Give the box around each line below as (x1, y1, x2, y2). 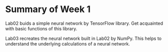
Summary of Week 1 (5, 4, 91, 15)
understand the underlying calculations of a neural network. (5, 40, 130, 46)
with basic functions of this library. (5, 25, 77, 31)
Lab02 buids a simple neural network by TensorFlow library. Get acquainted (5, 20, 163, 26)
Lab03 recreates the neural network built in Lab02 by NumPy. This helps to (5, 35, 162, 41)
